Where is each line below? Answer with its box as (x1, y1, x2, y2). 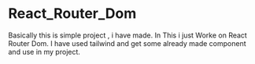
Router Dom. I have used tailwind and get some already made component (8, 38, 246, 48)
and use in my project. (8, 47, 81, 56)
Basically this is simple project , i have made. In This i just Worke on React (8, 30, 248, 40)
